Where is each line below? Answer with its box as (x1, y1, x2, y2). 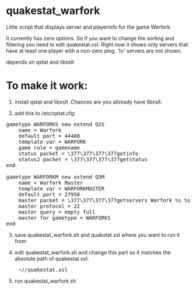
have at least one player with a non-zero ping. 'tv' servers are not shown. (6, 47, 182, 54)
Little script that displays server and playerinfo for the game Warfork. (6, 23, 172, 30)
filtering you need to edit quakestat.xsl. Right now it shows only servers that (6, 41, 188, 48)
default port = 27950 (18, 191, 80, 198)
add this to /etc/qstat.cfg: (14, 109, 76, 116)
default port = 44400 (18, 133, 80, 139)
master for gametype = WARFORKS (18, 215, 111, 221)
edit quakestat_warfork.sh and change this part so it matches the (14, 248, 171, 256)
